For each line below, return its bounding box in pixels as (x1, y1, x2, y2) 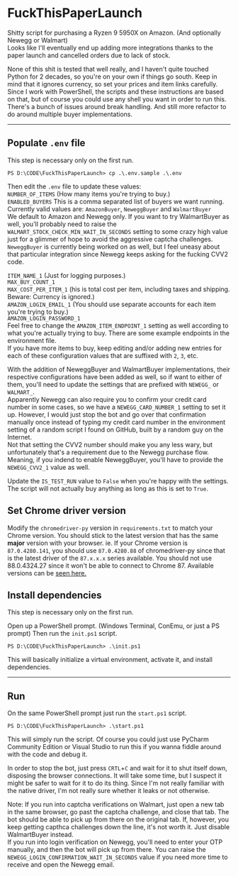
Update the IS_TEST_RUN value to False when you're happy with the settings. (7, 476, 229, 485)
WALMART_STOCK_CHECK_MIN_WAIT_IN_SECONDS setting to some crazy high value (7, 227, 228, 235)
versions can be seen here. (7, 568, 87, 577)
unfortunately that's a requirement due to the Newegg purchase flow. (7, 448, 209, 456)
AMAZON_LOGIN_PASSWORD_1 (7, 315, 81, 322)
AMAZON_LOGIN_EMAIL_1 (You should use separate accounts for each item (7, 300, 216, 308)
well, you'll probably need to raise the (7, 220, 117, 228)
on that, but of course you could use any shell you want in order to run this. (7, 94, 227, 103)
